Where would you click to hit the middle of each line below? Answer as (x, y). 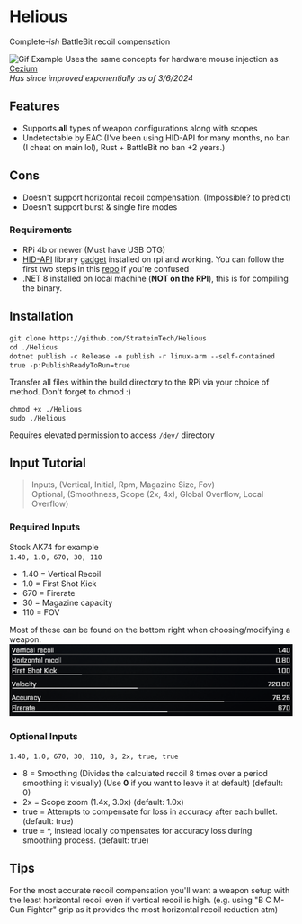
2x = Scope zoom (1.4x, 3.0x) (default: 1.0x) (103, 802)
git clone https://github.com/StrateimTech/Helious (108, 338)
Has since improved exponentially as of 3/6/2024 (101, 77)
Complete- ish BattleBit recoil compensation (90, 41)
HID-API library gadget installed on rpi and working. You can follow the (153, 259)
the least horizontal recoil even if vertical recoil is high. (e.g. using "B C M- (147, 900)
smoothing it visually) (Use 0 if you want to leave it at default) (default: (153, 783)
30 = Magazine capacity (67, 602)
